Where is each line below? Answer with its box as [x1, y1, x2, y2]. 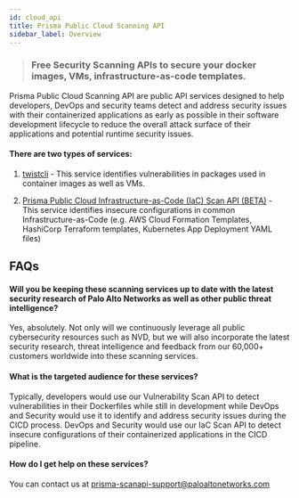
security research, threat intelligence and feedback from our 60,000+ [9, 341, 264, 352]
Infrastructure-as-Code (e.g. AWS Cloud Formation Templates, [21, 214, 252, 225]
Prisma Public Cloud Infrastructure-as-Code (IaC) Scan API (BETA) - [21, 195, 273, 206]
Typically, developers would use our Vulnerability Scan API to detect [9, 391, 260, 402]
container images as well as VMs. [21, 177, 145, 188]
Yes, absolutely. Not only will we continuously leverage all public [9, 322, 246, 333]
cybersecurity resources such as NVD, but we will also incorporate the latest [9, 331, 290, 343]
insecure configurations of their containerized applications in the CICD [9, 429, 268, 439]
